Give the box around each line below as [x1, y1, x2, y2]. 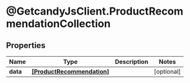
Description [114, 58, 148, 65]
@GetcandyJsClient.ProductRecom [6, 5, 184, 18]
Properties [6, 40, 46, 50]
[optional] [154, 68, 181, 75]
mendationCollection [6, 17, 111, 30]
